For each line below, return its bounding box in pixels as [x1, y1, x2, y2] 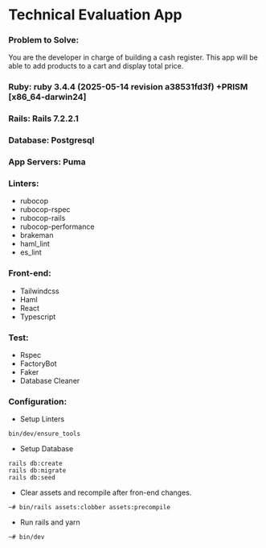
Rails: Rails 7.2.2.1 [8, 113, 79, 124]
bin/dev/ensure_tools [8, 430, 81, 438]
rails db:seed [8, 474, 56, 482]
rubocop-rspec [19, 205, 71, 214]
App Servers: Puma [8, 156, 86, 168]
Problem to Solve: [8, 35, 79, 46]
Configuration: [8, 396, 67, 407]
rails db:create [8, 459, 63, 468]
